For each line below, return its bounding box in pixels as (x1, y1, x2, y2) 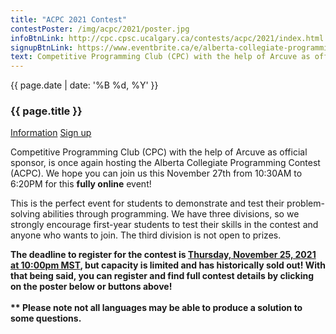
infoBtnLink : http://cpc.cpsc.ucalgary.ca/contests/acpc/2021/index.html (10, 33, 325, 43)
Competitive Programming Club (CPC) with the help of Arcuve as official (10, 146, 308, 158)
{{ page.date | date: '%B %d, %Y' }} (10, 79, 159, 91)
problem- (286, 197, 325, 210)
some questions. (10, 312, 82, 325)
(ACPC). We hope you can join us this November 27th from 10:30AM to (10, 167, 303, 180)
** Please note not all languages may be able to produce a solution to (10, 302, 303, 314)
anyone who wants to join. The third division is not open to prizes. (10, 229, 282, 241)
